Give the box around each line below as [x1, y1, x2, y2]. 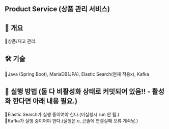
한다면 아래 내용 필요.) [12, 97, 78, 106]
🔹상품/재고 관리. [5, 38, 37, 44]
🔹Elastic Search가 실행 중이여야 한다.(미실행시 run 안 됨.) [5, 111, 120, 117]
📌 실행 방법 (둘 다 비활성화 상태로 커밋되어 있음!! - [5, 87, 151, 96]
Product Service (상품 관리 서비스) [5, 5, 110, 14]
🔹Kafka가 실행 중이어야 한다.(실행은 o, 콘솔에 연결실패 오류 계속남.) [5, 117, 138, 123]
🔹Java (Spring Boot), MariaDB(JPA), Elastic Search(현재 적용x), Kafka [5, 71, 150, 77]
